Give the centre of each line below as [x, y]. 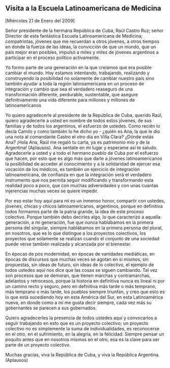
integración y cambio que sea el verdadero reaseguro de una [69, 89]
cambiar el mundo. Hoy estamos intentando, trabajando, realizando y [77, 73]
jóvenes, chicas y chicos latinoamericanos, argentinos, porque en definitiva [84, 206]
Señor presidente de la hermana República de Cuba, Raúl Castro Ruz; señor [84, 31]
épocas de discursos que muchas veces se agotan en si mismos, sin [77, 259]
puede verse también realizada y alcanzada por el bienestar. [69, 244]
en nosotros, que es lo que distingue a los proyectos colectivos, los [76, 233]
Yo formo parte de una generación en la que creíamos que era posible [78, 67]
